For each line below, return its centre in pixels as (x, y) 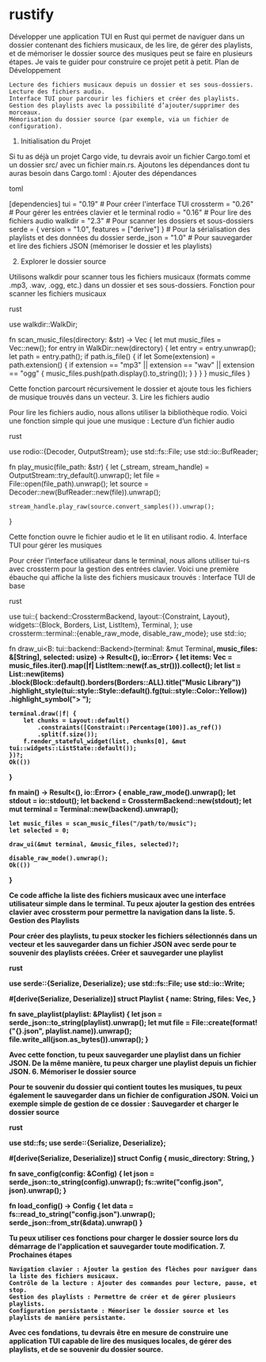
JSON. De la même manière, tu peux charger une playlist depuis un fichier (133, 1063)
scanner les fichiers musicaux (58, 293)
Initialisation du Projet (55, 141)
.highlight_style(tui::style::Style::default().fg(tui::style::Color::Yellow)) (128, 690)
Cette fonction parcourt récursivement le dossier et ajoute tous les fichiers (130, 388)
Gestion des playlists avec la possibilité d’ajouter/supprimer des (124, 105)
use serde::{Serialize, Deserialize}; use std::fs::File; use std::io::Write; (127, 983)
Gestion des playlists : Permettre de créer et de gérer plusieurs (123, 1297)
